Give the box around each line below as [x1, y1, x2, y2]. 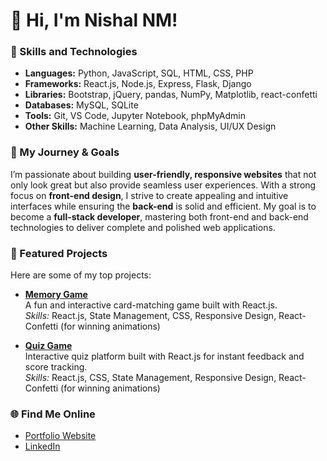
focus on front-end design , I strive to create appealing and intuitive [10, 189, 289, 201]
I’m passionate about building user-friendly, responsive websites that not [10, 168, 317, 180]
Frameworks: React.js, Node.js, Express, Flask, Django [24, 78, 252, 90]
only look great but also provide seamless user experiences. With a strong [10, 179, 317, 191]
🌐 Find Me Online [10, 407, 96, 421]
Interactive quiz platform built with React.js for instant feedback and [24, 350, 305, 363]
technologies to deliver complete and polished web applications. [10, 221, 276, 233]
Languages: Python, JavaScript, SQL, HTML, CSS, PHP [24, 67, 254, 79]
